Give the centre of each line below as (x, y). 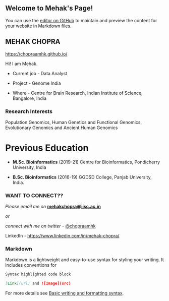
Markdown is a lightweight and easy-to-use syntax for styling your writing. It (84, 260)
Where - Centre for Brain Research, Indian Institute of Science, (77, 93)
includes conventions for (31, 265)
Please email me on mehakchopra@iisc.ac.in (53, 207)
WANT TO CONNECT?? (34, 195)
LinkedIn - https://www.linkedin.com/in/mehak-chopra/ (62, 236)
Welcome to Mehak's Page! (49, 8)
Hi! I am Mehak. (21, 64)
